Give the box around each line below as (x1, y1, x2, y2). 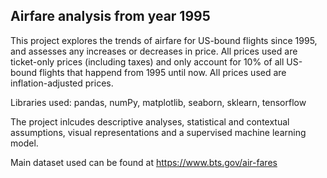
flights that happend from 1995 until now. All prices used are (39, 66, 287, 78)
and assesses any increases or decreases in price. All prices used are (10, 45, 298, 57)
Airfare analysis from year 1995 (10, 8, 211, 25)
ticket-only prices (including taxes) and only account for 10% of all (10, 55, 285, 68)
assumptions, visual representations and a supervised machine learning (10, 126, 307, 138)
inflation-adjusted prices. (10, 77, 114, 89)
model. (10, 137, 39, 149)
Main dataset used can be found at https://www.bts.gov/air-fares (10, 156, 278, 168)
